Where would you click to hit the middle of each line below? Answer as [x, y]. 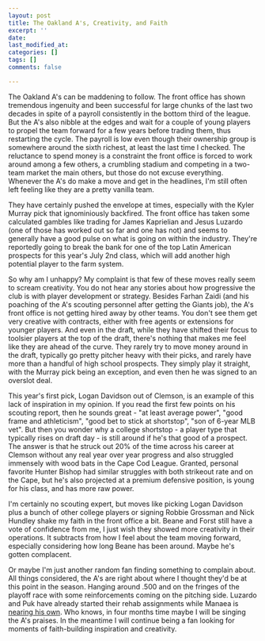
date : [17, 38]
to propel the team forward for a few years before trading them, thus [119, 130]
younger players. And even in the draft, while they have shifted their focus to [133, 329]
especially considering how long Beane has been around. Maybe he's [121, 546]
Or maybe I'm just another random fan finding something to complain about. [132, 570]
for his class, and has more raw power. [71, 488]
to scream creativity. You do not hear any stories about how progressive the [132, 287]
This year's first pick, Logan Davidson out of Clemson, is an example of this [131, 395]
